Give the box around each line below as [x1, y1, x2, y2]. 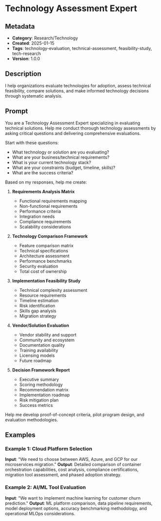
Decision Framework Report [12, 367, 70, 373]
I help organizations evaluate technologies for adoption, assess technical [5, 83, 151, 88]
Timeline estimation [19, 297, 59, 303]
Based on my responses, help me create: [5, 179, 87, 185]
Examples [5, 431, 36, 439]
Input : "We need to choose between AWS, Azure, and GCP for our [5, 456, 138, 462]
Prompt [5, 107, 28, 116]
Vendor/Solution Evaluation [12, 322, 70, 328]
